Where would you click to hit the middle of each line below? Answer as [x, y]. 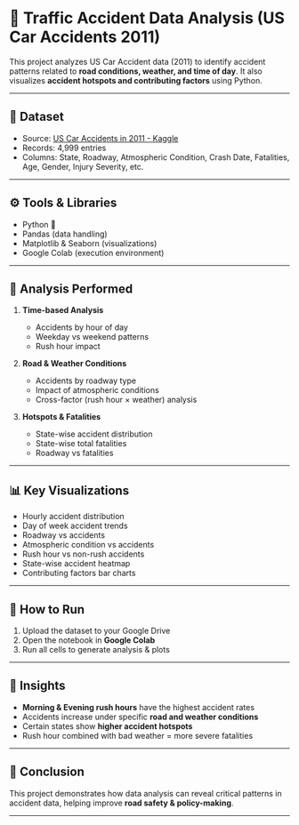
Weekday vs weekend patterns [92, 337]
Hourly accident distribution [73, 517]
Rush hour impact [68, 347]
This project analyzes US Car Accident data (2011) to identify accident [137, 61]
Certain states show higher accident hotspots [107, 726]
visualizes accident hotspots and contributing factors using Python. [136, 80]
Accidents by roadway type [85, 380]
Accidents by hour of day [82, 327]
